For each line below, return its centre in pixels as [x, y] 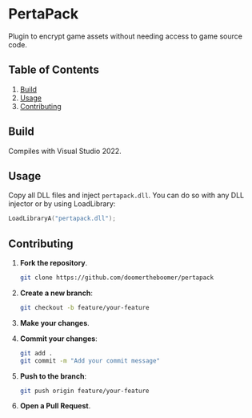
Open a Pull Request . [55, 406]
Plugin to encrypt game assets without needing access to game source [125, 36]
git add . [36, 353]
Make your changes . [54, 323]
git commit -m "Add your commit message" [90, 361]
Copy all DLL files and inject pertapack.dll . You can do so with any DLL [126, 195]
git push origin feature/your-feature [84, 391]
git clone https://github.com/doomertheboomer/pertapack [117, 278]
